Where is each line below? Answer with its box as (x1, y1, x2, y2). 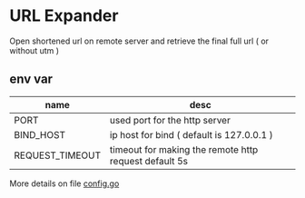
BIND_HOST (14, 128, 66, 141)
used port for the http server (109, 114, 231, 126)
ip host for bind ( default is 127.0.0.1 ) (109, 128, 274, 141)
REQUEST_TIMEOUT (14, 149, 102, 162)
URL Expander (9, 5, 119, 26)
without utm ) (9, 45, 60, 55)
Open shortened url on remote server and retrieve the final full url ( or (9, 35, 270, 46)
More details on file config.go (9, 178, 120, 189)
